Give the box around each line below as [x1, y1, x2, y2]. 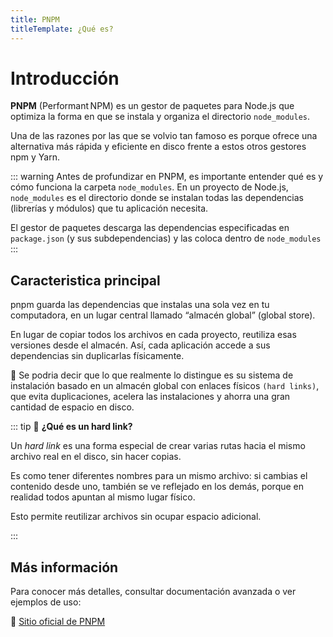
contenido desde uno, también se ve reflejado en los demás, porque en [10, 481, 305, 493]
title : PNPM [10, 14, 60, 25]
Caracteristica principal [10, 272, 161, 289]
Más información [10, 559, 119, 576]
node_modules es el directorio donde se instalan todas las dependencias [10, 192, 304, 204]
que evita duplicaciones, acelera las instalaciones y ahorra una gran [10, 391, 291, 403]
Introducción [10, 67, 120, 90]
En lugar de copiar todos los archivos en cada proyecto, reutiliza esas [10, 329, 297, 341]
